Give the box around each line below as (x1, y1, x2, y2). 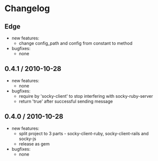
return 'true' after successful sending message (18, 98, 113, 104)
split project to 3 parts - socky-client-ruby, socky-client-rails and (18, 130, 149, 136)
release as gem (18, 141, 50, 146)
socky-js (18, 136, 36, 142)
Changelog (4, 3, 50, 14)
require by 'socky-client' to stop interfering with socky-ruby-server (18, 93, 153, 99)
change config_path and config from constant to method (18, 40, 133, 46)
